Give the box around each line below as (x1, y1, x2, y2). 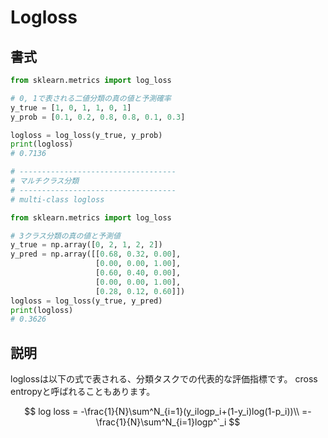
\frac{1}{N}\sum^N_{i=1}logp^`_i (95, 416, 227, 428)
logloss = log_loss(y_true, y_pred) (10, 296, 163, 306)
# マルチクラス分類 (10, 176, 80, 186)
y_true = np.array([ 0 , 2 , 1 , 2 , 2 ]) (10, 240, 163, 250)
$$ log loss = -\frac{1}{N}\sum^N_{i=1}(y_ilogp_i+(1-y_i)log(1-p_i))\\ (24, 406, 300, 418)
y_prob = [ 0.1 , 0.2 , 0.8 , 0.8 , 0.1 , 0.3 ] (10, 112, 186, 122)
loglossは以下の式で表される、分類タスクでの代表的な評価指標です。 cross (10, 373, 318, 385)
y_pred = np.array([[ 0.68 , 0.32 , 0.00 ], (10, 249, 182, 260)
